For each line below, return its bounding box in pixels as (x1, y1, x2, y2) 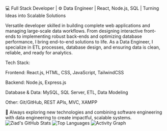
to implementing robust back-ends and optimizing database (17, 33, 143, 39)
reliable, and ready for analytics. (5, 50, 73, 56)
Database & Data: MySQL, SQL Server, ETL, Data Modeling (5, 90, 128, 95)
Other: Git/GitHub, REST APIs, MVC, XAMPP (5, 99, 98, 105)
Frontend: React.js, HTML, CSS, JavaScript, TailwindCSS (5, 70, 124, 75)
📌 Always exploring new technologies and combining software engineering (5, 109, 162, 115)
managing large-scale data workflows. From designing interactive (5, 28, 143, 34)
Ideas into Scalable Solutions (5, 13, 66, 18)
